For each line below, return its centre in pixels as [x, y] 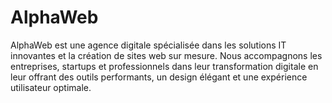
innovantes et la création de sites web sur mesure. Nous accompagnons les [166, 55]
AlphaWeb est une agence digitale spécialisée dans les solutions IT [148, 45]
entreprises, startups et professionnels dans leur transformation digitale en [164, 66]
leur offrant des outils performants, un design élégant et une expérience [159, 77]
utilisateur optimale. [51, 87]
